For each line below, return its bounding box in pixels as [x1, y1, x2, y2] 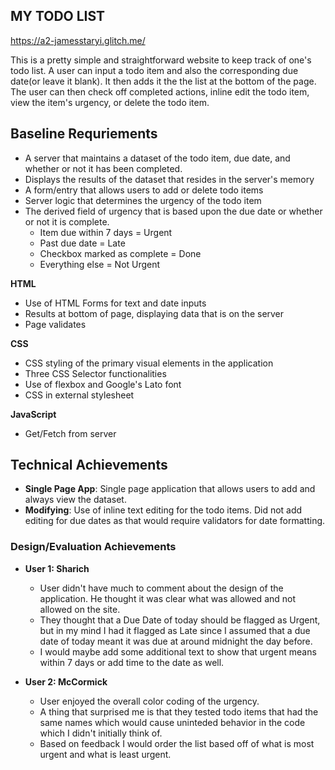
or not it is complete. [24, 215, 110, 228]
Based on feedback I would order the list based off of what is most [39, 737, 315, 749]
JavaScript [10, 408, 57, 420]
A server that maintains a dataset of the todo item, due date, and [24, 152, 291, 164]
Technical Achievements [10, 457, 168, 474]
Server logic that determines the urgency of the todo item [24, 194, 262, 206]
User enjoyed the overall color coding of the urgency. [39, 695, 260, 707]
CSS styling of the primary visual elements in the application [24, 357, 274, 369]
